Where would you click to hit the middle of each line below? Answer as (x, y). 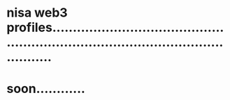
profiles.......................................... (115, 27)
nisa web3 (37, 13)
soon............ (46, 89)
